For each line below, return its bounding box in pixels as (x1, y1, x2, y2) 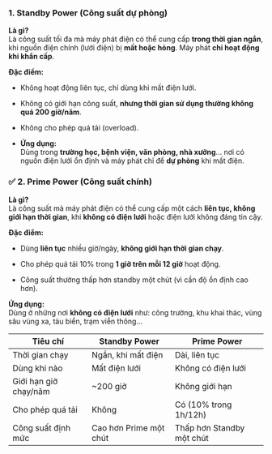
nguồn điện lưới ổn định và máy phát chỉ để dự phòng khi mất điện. (19, 156, 244, 165)
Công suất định (12, 422, 71, 433)
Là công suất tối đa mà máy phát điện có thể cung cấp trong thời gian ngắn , (8, 34, 263, 44)
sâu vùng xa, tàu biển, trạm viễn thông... (8, 316, 143, 326)
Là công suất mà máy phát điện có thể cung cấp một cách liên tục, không (8, 203, 256, 213)
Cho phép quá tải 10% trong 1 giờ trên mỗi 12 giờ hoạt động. (19, 259, 221, 268)
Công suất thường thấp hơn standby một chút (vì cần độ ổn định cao (19, 275, 249, 285)
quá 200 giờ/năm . (19, 107, 83, 117)
